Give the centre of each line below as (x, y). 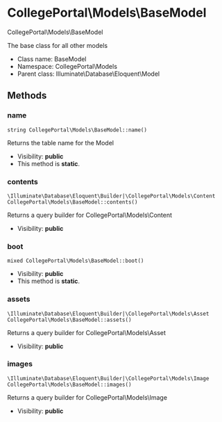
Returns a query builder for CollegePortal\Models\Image (87, 397)
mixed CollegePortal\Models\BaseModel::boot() (76, 261)
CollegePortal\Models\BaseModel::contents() (72, 202)
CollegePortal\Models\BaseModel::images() (69, 384)
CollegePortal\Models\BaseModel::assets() (69, 320)
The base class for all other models (58, 45)
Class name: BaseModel (52, 59)
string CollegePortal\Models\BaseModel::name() (77, 130)
